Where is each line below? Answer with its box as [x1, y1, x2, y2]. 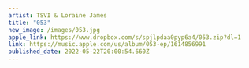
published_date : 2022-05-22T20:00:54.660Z [8, 48, 150, 55]
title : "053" [8, 19, 51, 27]
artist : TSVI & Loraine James [8, 11, 108, 20]
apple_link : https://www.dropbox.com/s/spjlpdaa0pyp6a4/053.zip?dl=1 [8, 33, 242, 41]
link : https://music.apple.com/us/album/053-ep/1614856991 [8, 41, 206, 48]
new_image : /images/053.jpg [8, 26, 101, 34]
